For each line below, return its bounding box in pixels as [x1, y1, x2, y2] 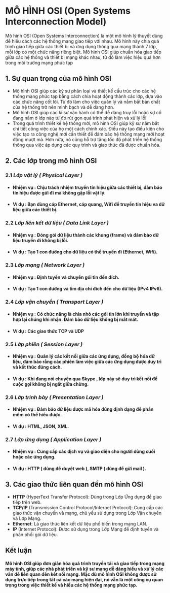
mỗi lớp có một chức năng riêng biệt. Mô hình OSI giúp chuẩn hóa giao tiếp [5, 49, 162, 55]
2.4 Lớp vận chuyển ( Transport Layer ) [5, 299, 104, 306]
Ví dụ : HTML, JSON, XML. [12, 423, 69, 429]
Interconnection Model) [5, 16, 107, 27]
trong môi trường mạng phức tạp [5, 59, 73, 65]
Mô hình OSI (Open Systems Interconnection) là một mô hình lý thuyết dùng [5, 32, 163, 39]
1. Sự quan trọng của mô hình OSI [5, 74, 111, 83]
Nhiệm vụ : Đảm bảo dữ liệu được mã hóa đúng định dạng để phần [12, 406, 154, 412]
